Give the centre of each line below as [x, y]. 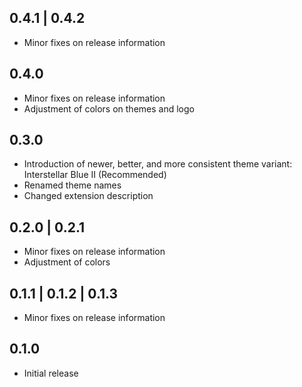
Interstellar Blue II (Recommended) [95, 175]
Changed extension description [88, 196]
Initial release [51, 373]
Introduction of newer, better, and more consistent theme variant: [158, 164]
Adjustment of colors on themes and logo [109, 108]
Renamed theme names [72, 185]
